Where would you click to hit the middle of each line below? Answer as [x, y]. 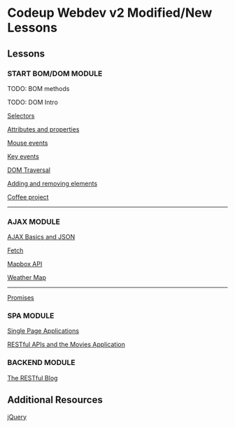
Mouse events [28, 143]
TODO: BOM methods [38, 88]
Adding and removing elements [52, 183]
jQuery [17, 417]
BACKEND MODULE [41, 363]
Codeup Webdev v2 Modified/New [110, 13]
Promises [21, 298]
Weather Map [27, 278]
